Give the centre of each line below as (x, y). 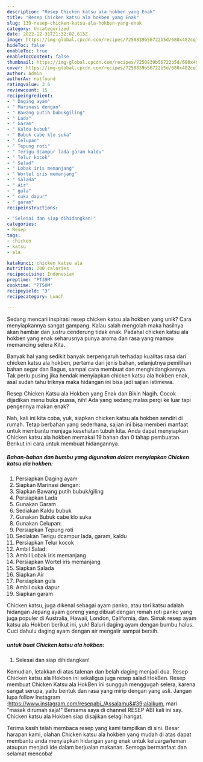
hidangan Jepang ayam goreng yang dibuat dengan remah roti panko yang (100, 612)
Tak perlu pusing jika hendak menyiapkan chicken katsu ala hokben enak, (98, 375)
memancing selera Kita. (36, 344)
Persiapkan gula (36, 581)
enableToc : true (27, 51)
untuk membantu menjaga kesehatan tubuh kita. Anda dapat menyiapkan (98, 430)
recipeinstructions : (33, 208)
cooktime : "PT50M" (30, 285)
